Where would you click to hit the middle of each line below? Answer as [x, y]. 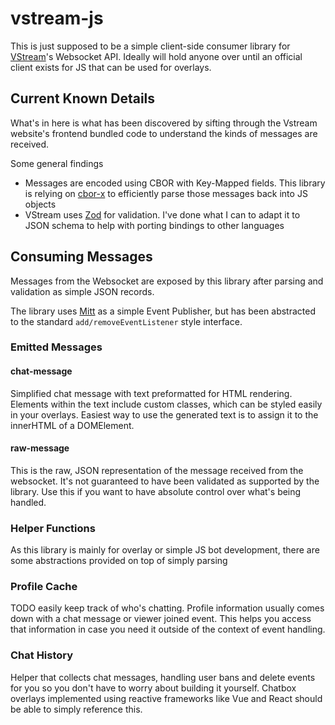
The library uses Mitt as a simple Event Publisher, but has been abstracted [163, 311]
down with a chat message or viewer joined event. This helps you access [161, 619]
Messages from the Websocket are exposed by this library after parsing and [167, 281]
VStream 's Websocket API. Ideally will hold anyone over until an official [156, 56]
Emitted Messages [56, 347]
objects [40, 204]
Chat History [42, 655]
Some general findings [57, 163]
